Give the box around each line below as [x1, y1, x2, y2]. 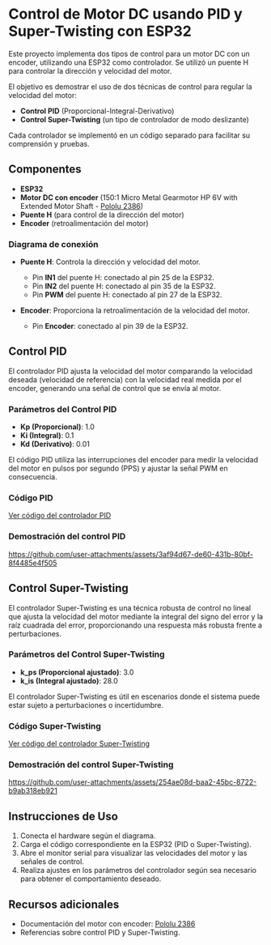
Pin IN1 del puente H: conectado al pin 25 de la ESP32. [32, 273, 214, 283]
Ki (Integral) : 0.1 [19, 431, 74, 441]
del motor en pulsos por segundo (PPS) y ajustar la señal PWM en [8, 463, 228, 474]
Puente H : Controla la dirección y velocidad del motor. [19, 257, 201, 267]
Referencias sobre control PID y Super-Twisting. [19, 928, 180, 938]
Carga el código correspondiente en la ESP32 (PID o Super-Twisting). [19, 840, 252, 849]
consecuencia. [8, 472, 58, 482]
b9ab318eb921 [8, 786, 58, 796]
